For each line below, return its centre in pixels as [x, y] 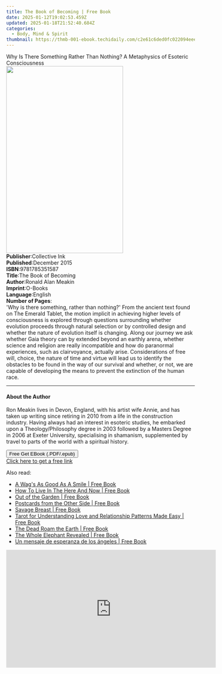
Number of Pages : [29, 301]
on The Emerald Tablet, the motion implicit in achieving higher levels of [93, 314]
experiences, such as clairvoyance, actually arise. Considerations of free [96, 352]
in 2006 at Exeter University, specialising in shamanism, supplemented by [97, 435]
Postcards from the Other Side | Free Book [67, 503]
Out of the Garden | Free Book [52, 497]
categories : [21, 28]
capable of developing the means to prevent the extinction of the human [95, 371]
